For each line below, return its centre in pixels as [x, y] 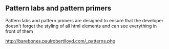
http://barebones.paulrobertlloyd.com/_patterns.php [60, 41]
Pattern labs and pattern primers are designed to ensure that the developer [84, 20]
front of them [19, 31]
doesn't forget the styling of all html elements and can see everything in [81, 26]
